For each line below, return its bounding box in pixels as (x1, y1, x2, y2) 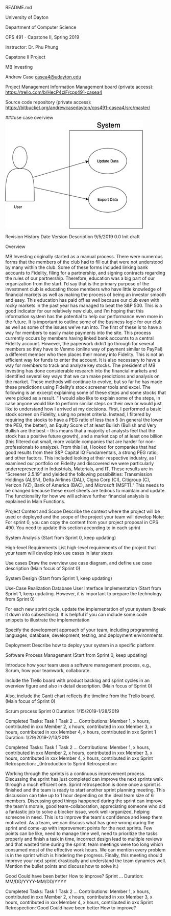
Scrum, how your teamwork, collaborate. (5, 668, 91, 673)
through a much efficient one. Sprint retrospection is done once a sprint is (5, 781, 161, 787)
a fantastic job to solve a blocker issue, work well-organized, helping (5, 809, 150, 815)
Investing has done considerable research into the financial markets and (5, 368, 157, 373)
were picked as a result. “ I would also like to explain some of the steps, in (5, 395, 161, 401)
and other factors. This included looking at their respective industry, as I (5, 455, 157, 461)
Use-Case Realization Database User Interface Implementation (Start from (5, 585, 162, 591)
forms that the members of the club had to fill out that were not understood (5, 259, 163, 265)
